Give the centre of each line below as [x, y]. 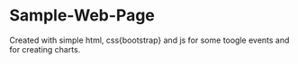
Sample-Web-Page [82, 16]
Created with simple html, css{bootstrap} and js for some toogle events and [149, 40]
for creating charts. [45, 49]
